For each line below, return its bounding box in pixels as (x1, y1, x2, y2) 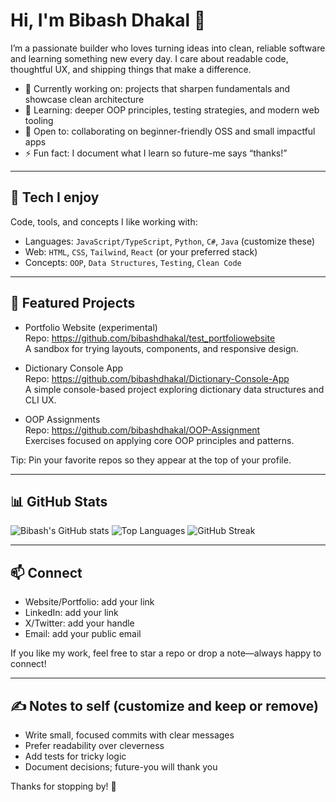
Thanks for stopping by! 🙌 (10, 780, 117, 792)
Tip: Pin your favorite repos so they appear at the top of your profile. (10, 454, 292, 466)
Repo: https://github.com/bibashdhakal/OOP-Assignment (24, 424, 261, 436)
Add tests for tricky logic (24, 750, 127, 762)
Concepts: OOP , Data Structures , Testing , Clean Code (24, 256, 242, 268)
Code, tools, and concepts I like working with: (10, 215, 198, 228)
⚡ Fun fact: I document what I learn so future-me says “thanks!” (24, 147, 288, 159)
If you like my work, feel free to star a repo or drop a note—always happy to (10, 647, 322, 659)
